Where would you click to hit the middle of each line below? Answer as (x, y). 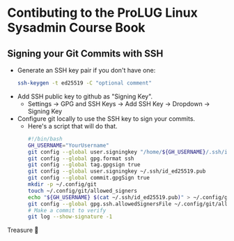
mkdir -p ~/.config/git (62, 184)
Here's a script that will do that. (72, 126)
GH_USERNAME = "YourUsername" (68, 145)
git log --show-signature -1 (70, 217)
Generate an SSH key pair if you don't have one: (86, 70)
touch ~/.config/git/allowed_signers (83, 191)
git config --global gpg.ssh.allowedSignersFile (100, 204)
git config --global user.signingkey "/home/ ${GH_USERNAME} (117, 152)
